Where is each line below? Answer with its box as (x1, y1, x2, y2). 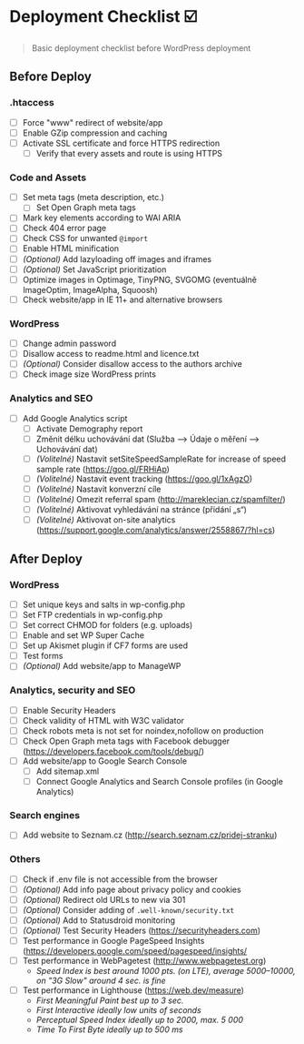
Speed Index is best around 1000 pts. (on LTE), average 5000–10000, (35, 966, 296, 977)
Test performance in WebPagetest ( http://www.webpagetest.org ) (22, 956, 267, 967)
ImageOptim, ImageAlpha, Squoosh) (22, 284, 159, 295)
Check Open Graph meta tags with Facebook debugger (22, 735, 230, 746)
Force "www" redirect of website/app (22, 117, 163, 127)
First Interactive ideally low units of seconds (35, 1005, 201, 1016)
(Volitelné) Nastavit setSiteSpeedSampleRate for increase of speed (35, 453, 287, 464)
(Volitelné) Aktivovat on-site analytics (35, 514, 176, 525)
